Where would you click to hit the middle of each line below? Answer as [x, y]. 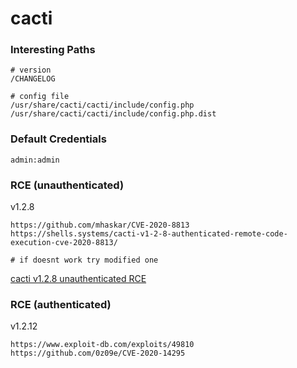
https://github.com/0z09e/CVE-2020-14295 [98, 353]
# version [31, 70]
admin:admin [35, 160]
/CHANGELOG [33, 79]
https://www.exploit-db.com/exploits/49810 [102, 345]
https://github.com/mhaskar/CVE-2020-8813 [100, 225]
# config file [40, 97]
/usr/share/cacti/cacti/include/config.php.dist [113, 114]
